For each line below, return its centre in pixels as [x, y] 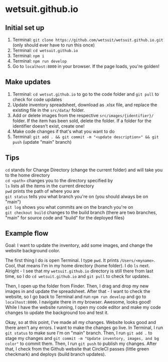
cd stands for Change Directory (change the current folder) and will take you [84, 170]
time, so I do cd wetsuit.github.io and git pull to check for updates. [78, 276]
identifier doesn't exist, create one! [49, 126]
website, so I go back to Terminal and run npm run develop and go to [76, 297]
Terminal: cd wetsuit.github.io [45, 50]
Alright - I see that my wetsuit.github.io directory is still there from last [79, 271]
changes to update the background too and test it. [57, 313]
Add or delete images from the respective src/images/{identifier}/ [83, 115]
